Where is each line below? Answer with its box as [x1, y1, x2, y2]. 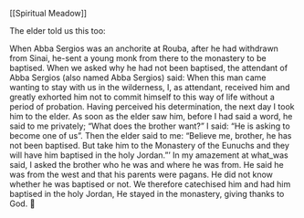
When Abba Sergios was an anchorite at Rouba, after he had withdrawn [9, 43, 278, 54]
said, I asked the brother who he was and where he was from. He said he [9, 160, 285, 170]
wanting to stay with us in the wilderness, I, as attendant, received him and [9, 82, 290, 92]
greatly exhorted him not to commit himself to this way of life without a [9, 91, 276, 102]
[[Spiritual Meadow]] [9, 8, 88, 18]
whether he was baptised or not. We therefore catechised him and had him [9, 179, 291, 190]
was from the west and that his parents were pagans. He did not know [9, 169, 274, 180]
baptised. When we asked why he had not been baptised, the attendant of [9, 63, 288, 73]
